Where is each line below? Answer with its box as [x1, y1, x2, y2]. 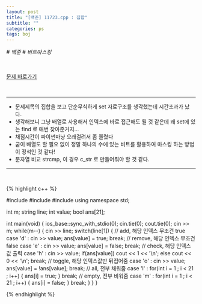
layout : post [6, 8, 39, 15]
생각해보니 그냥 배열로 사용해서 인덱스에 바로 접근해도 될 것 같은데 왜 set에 [14, 118, 189, 125]
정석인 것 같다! [21, 148, 55, 155]
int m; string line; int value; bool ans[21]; [6, 208, 105, 216]
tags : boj [6, 31, 31, 37]
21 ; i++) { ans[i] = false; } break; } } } [6, 279, 98, 287]
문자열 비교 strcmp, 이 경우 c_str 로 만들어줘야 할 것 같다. [14, 156, 150, 163]
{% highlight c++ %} [6, 185, 57, 193]
